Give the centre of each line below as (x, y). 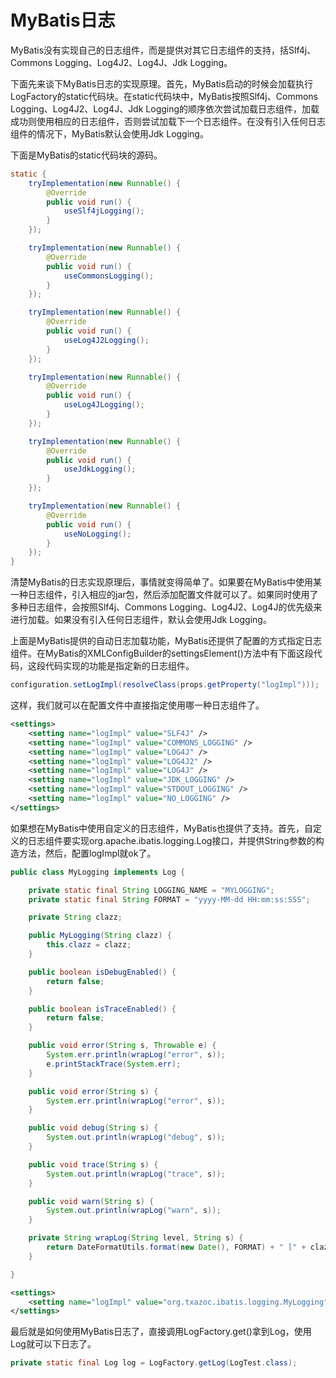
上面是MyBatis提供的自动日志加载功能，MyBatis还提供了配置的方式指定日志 (166, 641)
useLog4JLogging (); (104, 405)
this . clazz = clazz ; (89, 945)
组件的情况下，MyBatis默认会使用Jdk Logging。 (109, 133)
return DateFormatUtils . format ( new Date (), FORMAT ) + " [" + (176, 1247)
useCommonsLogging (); (109, 276)
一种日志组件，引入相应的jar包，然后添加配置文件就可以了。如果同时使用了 (164, 595)
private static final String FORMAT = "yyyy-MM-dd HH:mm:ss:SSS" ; (169, 899)
